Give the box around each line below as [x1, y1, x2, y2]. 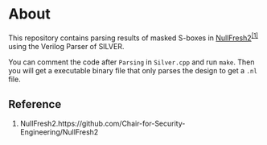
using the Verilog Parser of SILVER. [8, 41, 125, 51]
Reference [8, 97, 62, 111]
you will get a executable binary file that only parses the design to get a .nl [8, 65, 257, 75]
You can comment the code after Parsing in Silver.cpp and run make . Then [8, 57, 255, 67]
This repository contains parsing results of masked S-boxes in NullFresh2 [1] [8, 31, 259, 43]
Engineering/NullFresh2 [19, 127, 99, 137]
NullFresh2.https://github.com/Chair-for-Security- [19, 118, 186, 129]
